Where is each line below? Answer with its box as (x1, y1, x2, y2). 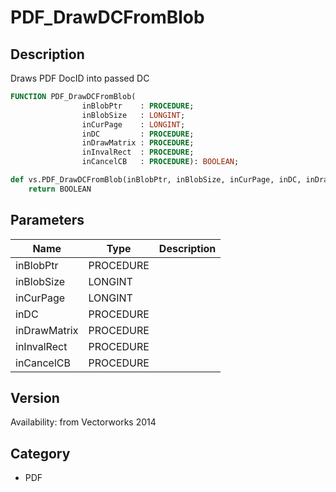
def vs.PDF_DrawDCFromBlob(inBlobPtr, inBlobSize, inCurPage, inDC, (10, 175, 302, 185)
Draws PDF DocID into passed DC (10, 72, 150, 84)
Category (10, 445, 71, 462)
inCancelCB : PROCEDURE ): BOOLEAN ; (81, 157, 240, 167)
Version (10, 389, 60, 406)
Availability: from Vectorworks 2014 (10, 416, 157, 428)
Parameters (10, 212, 85, 229)
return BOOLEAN (28, 184, 92, 194)
